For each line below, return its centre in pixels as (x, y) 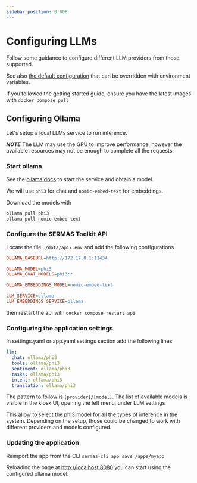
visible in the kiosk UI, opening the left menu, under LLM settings (86, 403)
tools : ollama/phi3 (36, 363)
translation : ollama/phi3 (44, 385)
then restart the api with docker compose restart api (71, 312)
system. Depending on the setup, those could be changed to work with (93, 421)
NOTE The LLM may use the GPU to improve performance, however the (94, 144)
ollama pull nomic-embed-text (44, 219)
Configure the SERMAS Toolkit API (57, 234)
